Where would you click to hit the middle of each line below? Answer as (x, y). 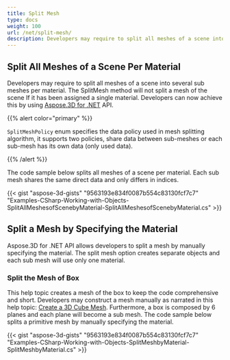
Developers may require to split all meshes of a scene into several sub (106, 83)
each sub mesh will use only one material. (66, 260)
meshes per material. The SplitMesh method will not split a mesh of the (107, 90)
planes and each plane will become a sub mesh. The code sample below (110, 315)
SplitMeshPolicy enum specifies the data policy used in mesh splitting (106, 131)
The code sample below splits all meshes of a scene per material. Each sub (113, 172)
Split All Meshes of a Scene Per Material (94, 67)
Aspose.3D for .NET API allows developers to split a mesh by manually (106, 245)
